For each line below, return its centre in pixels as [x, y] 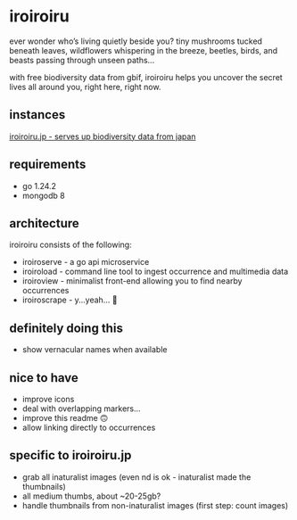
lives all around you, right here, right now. [85, 87]
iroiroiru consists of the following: [70, 245]
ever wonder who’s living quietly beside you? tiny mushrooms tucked [136, 41]
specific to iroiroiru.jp [70, 455]
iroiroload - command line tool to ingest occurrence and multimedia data [155, 272]
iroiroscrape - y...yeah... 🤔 [70, 300]
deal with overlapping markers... [81, 409]
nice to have [44, 378]
